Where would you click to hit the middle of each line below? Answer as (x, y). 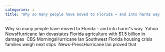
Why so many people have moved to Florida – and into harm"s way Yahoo (82, 28)
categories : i (20, 10)
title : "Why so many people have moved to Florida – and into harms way (82, 14)
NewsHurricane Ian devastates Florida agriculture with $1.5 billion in (75, 34)
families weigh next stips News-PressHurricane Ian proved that (71, 44)
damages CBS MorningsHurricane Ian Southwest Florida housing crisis (79, 39)
